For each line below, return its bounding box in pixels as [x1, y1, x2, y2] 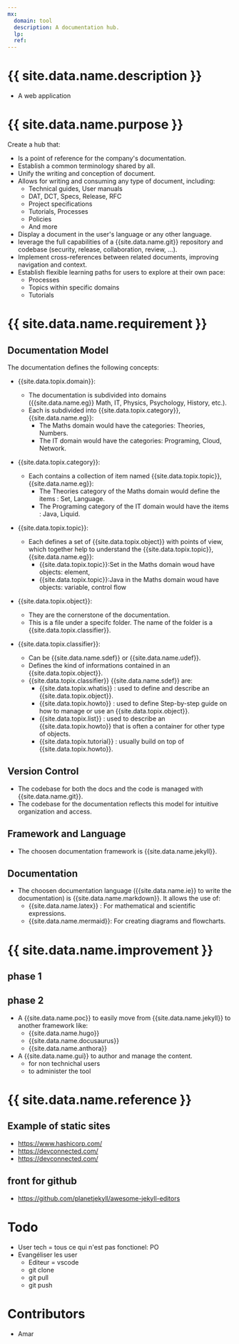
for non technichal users [28, 1059, 101, 1067]
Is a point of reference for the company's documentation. [17, 154, 187, 162]
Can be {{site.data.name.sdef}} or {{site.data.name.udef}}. [28, 653, 201, 662]
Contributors [7, 1305, 86, 1322]
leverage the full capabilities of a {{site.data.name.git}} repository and [17, 237, 223, 246]
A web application [17, 92, 71, 100]
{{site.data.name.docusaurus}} [28, 1036, 120, 1044]
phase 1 [7, 970, 42, 983]
